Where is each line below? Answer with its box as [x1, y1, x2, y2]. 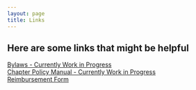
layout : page [7, 10, 45, 17]
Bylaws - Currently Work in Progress [7, 60, 112, 69]
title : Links [7, 17, 45, 24]
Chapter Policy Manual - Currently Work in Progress [7, 68, 156, 76]
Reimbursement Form [7, 75, 70, 84]
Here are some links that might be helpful [7, 42, 189, 54]
